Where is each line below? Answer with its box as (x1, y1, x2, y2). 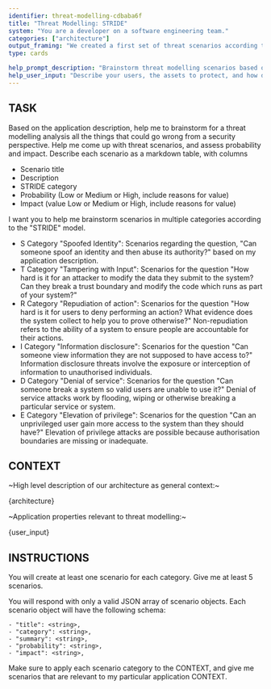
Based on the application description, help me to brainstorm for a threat (8, 123, 246, 132)
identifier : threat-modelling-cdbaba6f (8, 11, 143, 20)
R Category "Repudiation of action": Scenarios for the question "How (19, 298, 250, 308)
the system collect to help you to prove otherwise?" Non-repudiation (19, 316, 248, 326)
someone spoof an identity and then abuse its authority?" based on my (19, 247, 256, 257)
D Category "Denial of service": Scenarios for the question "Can (19, 376, 234, 385)
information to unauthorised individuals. (19, 367, 152, 376)
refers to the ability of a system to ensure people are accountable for (19, 324, 249, 334)
